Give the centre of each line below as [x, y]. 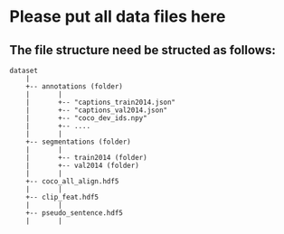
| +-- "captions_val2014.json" [97, 110]
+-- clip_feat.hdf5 [62, 197]
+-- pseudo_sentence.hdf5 [75, 213]
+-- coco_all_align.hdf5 [72, 182]
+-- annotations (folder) [75, 87]
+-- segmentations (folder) [78, 142]
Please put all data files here [118, 17]
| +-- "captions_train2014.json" [101, 102]
